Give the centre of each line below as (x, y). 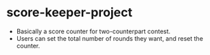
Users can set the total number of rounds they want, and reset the (110, 38)
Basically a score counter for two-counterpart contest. (93, 31)
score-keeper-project (70, 13)
